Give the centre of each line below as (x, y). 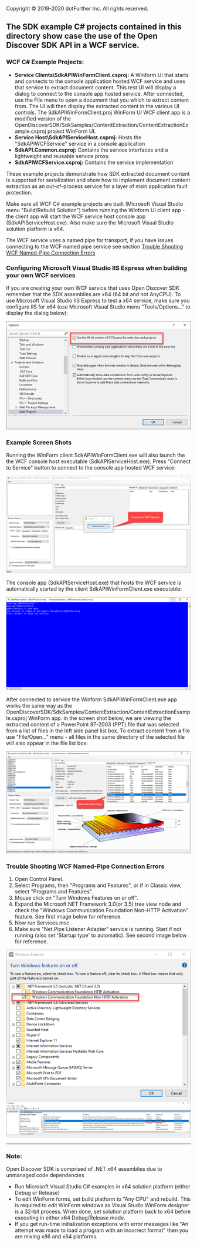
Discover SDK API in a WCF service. (73, 46)
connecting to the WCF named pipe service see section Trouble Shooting (95, 246)
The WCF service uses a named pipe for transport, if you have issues (90, 240)
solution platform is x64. (35, 229)
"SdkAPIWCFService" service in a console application (80, 143)
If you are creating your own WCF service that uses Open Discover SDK (93, 288)
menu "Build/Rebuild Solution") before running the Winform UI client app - (96, 210)
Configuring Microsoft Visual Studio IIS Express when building (97, 268)
